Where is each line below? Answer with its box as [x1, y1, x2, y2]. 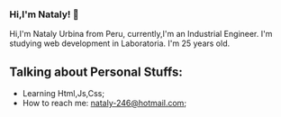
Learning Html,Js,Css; [22, 88, 105, 99]
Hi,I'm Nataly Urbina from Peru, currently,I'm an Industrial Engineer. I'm [9, 29, 273, 40]
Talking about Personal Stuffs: [9, 64, 183, 79]
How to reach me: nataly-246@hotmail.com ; [22, 98, 187, 109]
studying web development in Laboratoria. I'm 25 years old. [9, 38, 231, 49]
